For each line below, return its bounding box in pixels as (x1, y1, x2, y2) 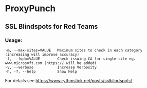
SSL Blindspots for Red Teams (5, 22, 98, 31)
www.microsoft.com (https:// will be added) (5, 60, 97, 66)
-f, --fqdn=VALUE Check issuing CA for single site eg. (5, 56, 136, 61)
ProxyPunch (5, 3, 56, 14)
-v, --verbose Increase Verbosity (5, 65, 97, 70)
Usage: (5, 37, 23, 44)
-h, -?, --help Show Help (5, 69, 77, 74)
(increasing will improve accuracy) (5, 52, 79, 57)
